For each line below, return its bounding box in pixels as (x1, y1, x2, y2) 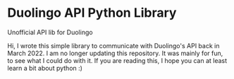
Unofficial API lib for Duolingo (7, 28, 93, 36)
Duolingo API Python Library (7, 5, 177, 21)
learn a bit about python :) (7, 64, 83, 72)
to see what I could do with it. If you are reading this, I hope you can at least (7, 56, 228, 64)
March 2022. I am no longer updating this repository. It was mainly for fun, (7, 49, 223, 57)
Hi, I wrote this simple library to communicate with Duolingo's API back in (7, 41, 220, 50)
